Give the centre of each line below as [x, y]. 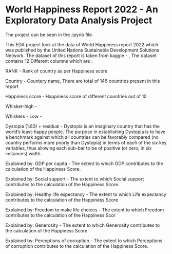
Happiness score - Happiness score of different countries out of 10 [76, 96]
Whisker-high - [21, 106]
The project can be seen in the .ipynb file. [49, 34]
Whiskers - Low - [24, 116]
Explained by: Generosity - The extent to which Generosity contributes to [83, 225]
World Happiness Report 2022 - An [82, 10]
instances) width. [24, 153]
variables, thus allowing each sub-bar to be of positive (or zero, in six [79, 148]
